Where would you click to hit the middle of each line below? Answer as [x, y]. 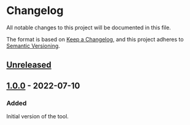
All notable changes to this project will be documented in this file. [89, 27]
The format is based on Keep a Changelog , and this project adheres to [95, 39]
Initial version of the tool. [38, 116]
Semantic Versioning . [33, 46]
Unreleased [29, 65]
